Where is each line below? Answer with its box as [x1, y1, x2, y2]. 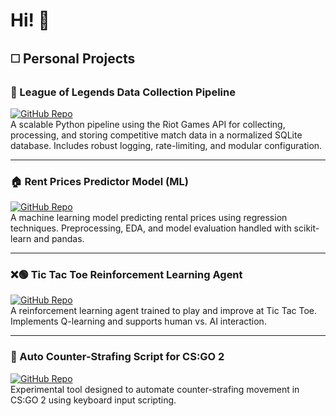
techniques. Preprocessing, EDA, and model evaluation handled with [10, 222, 292, 234]
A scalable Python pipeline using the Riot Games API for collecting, [10, 118, 286, 130]
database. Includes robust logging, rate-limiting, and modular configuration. [10, 139, 323, 151]
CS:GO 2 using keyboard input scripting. [10, 394, 177, 406]
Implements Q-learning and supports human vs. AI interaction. [10, 315, 267, 328]
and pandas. [33, 233, 85, 245]
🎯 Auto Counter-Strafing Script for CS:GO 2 [10, 350, 225, 364]
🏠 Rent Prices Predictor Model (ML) [10, 174, 189, 188]
